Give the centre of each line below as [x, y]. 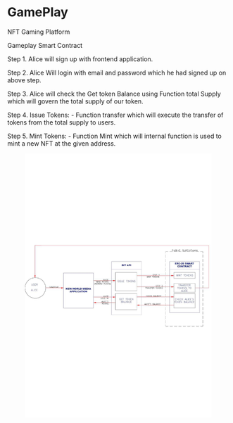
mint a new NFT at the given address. [62, 143]
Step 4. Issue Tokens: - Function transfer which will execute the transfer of [115, 115]
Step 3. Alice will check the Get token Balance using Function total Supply [114, 94]
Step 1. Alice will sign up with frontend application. [80, 59]
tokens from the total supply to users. [62, 122]
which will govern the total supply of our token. [75, 101]
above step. [24, 80]
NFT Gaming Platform [39, 32]
